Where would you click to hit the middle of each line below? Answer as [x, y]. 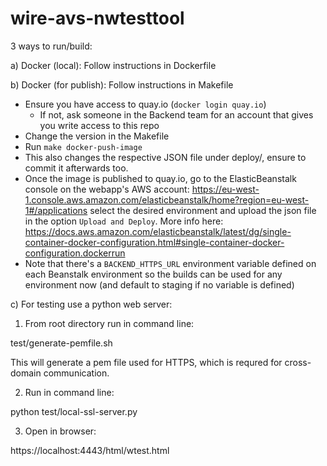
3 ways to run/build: [51, 46]
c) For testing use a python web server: [91, 304]
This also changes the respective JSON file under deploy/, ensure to [165, 157]
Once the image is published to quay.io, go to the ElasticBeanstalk [160, 178]
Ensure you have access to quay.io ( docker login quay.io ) [145, 104]
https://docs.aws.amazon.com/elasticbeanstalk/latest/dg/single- [158, 231]
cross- [298, 362]
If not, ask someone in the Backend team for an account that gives [176, 114]
